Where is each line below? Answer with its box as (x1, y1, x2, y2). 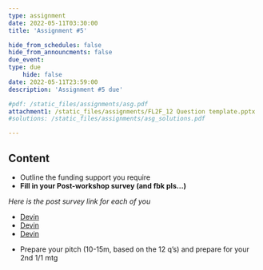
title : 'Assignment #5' (8, 26, 88, 34)
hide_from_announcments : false (8, 49, 113, 57)
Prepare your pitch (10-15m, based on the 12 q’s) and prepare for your (19, 244, 250, 254)
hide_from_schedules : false (8, 41, 102, 49)
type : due (8, 63, 42, 72)
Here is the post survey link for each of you (8, 197, 151, 206)
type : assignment (8, 11, 66, 20)
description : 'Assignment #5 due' (8, 85, 124, 93)
